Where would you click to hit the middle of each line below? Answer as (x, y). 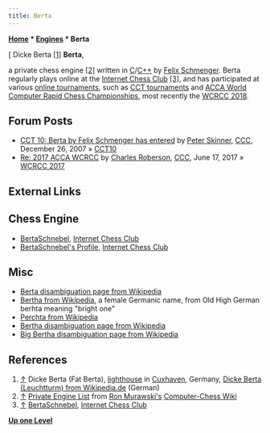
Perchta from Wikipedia (59, 317)
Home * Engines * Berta (49, 39)
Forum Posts (41, 121)
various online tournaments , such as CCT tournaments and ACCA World (127, 87)
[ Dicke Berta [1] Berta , (46, 54)
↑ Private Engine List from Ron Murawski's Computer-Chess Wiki (128, 397)
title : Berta (30, 16)
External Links (45, 192)
